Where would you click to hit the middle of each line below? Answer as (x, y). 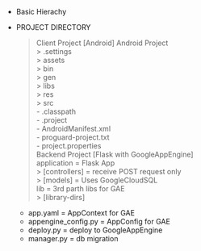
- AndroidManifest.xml (73, 129)
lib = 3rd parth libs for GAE (80, 188)
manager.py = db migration (73, 238)
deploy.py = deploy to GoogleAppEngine (95, 230)
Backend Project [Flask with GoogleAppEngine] (115, 154)
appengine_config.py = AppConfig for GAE (99, 222)
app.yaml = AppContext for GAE (82, 213)
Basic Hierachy (41, 12)
